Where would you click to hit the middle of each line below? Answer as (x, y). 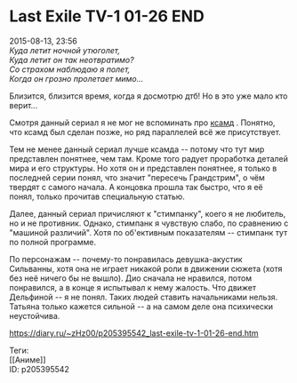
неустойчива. (35, 315)
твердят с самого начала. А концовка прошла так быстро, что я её (136, 187)
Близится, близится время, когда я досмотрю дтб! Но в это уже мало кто (148, 96)
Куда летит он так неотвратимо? (72, 60)
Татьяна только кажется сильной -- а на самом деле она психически (141, 306)
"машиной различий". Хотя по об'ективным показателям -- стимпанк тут (148, 232)
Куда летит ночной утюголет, (65, 50)
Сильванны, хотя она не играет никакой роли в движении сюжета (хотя (146, 268)
